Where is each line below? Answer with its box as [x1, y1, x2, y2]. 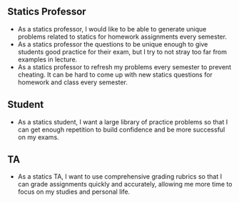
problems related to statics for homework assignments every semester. [17, 32, 227, 41]
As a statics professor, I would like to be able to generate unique [17, 24, 207, 33]
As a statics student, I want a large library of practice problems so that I [17, 117, 228, 126]
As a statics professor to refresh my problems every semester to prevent [17, 62, 232, 71]
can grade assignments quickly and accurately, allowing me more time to [17, 180, 233, 189]
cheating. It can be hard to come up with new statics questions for [17, 70, 213, 79]
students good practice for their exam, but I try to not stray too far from [17, 47, 227, 56]
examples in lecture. [17, 55, 78, 64]
